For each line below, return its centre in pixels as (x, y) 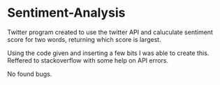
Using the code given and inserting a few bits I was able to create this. (108, 53)
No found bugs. (30, 74)
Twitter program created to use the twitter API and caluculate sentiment (110, 32)
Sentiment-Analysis (66, 13)
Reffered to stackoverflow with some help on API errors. (88, 60)
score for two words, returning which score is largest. (85, 39)
